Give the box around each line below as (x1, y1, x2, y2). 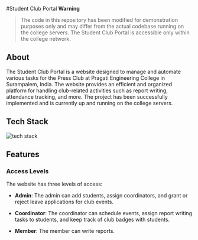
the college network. (20, 35, 71, 42)
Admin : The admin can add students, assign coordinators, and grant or (14, 192, 188, 199)
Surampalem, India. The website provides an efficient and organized (6, 80, 173, 87)
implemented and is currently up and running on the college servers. (6, 99, 173, 106)
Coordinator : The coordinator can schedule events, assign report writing (14, 210, 192, 217)
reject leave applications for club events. (14, 198, 114, 206)
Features (6, 150, 40, 160)
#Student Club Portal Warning (6, 5, 80, 12)
